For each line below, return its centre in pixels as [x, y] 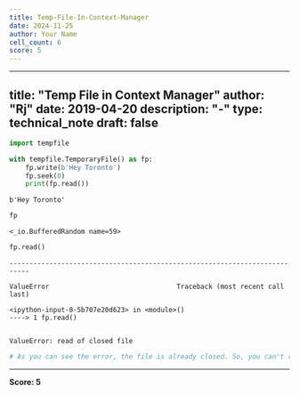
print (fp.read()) [57, 184]
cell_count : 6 [36, 42]
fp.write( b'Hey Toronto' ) [73, 167]
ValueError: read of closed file [71, 342]
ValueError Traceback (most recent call [147, 287]
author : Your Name [43, 34]
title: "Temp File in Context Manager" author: [137, 95]
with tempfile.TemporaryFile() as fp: [81, 159]
